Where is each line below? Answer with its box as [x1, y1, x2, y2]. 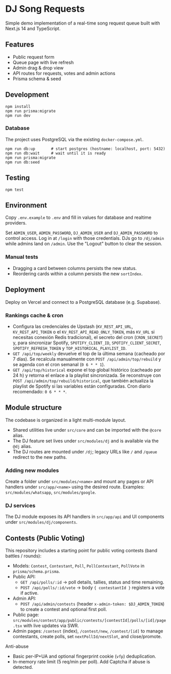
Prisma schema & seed [12, 75, 61, 82]
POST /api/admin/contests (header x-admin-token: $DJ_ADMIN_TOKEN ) [20, 601, 165, 607]
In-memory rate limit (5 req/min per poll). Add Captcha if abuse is [12, 659, 151, 665]
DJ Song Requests [5, 3, 85, 15]
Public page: [12, 612, 39, 618]
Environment [5, 201, 47, 210]
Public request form [12, 54, 55, 60]
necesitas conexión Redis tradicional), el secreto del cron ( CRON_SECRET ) [12, 334, 163, 340]
